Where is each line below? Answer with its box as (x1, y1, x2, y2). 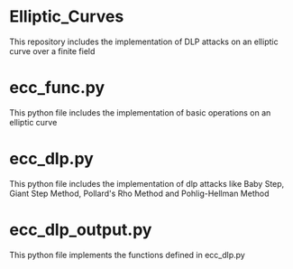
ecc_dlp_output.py (9, 219, 152, 240)
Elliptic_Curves (9, 6, 124, 27)
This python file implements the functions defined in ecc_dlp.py (9, 249, 245, 260)
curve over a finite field (9, 45, 96, 56)
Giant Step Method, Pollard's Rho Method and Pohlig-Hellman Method (9, 188, 270, 199)
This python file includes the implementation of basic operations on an (9, 107, 271, 118)
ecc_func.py (9, 78, 105, 98)
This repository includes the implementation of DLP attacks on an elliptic (9, 36, 279, 47)
